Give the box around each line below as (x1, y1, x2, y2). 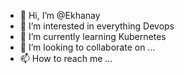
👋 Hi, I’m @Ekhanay (19, 10, 101, 21)
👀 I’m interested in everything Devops (19, 20, 175, 32)
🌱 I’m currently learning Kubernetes (19, 31, 167, 42)
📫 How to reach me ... (19, 53, 113, 64)
